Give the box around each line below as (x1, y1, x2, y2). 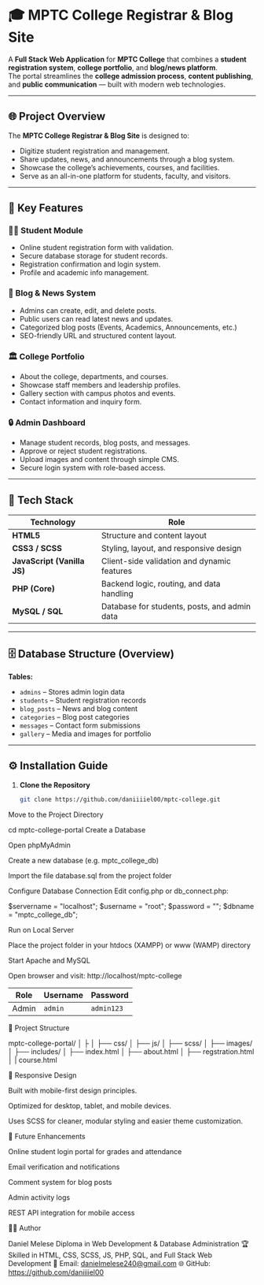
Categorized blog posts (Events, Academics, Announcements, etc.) (19, 322, 237, 332)
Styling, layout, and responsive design (101, 543, 242, 554)
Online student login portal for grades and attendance (8, 1146, 182, 1156)
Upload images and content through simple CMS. (19, 455, 179, 464)
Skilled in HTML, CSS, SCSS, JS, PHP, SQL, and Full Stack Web (8, 1250, 212, 1260)
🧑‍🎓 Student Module (8, 225, 84, 237)
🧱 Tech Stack (8, 494, 74, 507)
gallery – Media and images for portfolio (19, 728, 152, 738)
